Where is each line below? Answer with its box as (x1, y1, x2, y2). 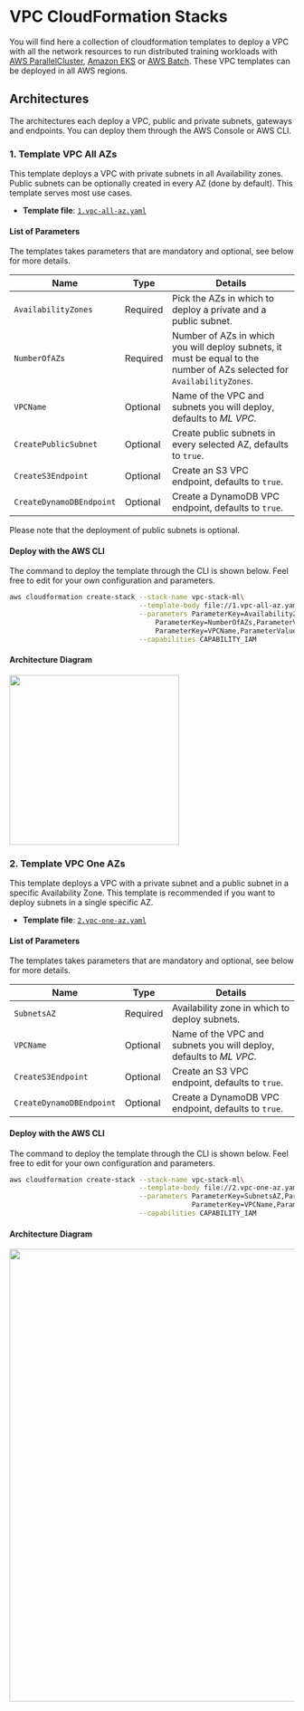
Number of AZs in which (171, 330, 275, 342)
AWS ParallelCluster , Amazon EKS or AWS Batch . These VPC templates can (9, 55, 291, 66)
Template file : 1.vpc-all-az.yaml (22, 206, 147, 216)
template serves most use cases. (9, 187, 133, 198)
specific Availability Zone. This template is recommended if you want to (9, 887, 276, 898)
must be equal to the (171, 352, 260, 365)
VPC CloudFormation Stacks (9, 6, 228, 27)
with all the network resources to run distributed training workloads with (9, 45, 278, 56)
